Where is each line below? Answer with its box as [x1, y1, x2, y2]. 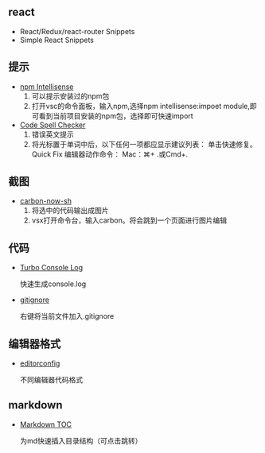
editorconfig [19, 358, 60, 368]
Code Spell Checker [19, 120, 86, 130]
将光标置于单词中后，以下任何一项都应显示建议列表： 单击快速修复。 [31, 139, 257, 149]
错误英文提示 [31, 130, 74, 139]
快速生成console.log [19, 279, 87, 288]
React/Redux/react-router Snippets [19, 26, 135, 36]
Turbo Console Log [19, 263, 84, 273]
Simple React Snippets [19, 35, 94, 45]
